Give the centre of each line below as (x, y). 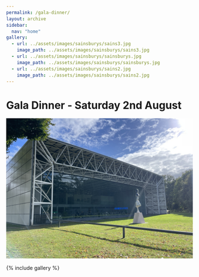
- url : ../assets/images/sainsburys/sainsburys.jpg (77, 56)
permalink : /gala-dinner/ (38, 12)
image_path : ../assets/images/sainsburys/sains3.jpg (83, 50)
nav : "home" (26, 31)
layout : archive (26, 19)
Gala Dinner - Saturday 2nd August (94, 105)
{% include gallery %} (33, 268)
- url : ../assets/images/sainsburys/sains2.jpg (71, 69)
